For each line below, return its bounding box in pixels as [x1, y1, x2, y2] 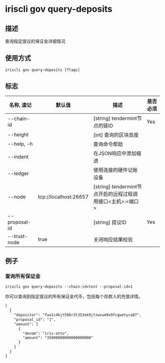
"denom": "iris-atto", [23, 331, 69, 336]
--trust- [7, 232, 28, 239]
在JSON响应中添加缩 [93, 150, 141, 157]
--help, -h [7, 140, 33, 147]
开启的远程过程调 [98, 191, 138, 198]
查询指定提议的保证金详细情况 [5, 38, 65, 44]
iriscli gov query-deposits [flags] [5, 67, 80, 72]
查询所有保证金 [5, 272, 41, 279]
